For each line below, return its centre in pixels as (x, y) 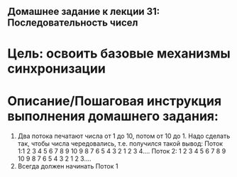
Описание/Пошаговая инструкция (115, 101)
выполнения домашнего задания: (113, 116)
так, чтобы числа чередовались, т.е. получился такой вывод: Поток (120, 143)
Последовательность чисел (73, 23)
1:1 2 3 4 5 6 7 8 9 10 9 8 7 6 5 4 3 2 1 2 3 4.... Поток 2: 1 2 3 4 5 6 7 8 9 (122, 151)
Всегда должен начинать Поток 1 (68, 166)
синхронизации (57, 69)
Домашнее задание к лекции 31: (84, 12)
